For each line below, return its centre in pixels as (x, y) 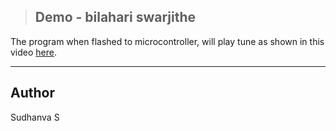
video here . (34, 52)
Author (32, 93)
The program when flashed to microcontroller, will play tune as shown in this (167, 41)
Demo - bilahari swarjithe (115, 17)
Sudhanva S (35, 117)
